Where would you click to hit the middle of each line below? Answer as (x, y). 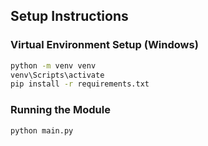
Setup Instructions (69, 16)
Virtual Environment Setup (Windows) (104, 45)
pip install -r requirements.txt (80, 84)
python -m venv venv (53, 65)
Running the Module (60, 110)
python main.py (42, 130)
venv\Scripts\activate (57, 75)
